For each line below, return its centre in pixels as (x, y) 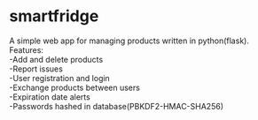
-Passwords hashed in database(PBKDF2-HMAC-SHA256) (117, 106)
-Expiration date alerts (50, 97)
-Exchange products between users (74, 87)
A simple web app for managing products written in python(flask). (129, 41)
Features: (27, 49)
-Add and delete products (56, 59)
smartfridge (54, 16)
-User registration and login (60, 78)
